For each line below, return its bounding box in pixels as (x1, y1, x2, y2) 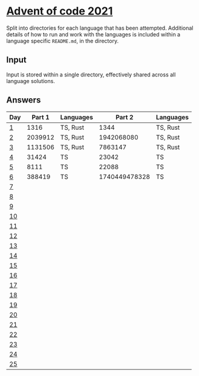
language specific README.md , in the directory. (6, 37, 119, 44)
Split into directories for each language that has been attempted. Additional (6, 24, 194, 32)
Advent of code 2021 (6, 4, 113, 18)
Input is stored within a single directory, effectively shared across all (6, 71, 176, 78)
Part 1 (31, 113, 50, 121)
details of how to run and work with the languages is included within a (6, 30, 180, 38)
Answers (6, 95, 41, 106)
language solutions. (6, 77, 56, 84)
